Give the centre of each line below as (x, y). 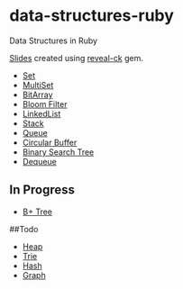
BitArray (37, 95)
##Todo (24, 229)
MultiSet (38, 85)
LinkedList (41, 113)
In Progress (42, 190)
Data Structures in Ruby (53, 41)
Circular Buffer (50, 142)
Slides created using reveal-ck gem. (77, 58)
